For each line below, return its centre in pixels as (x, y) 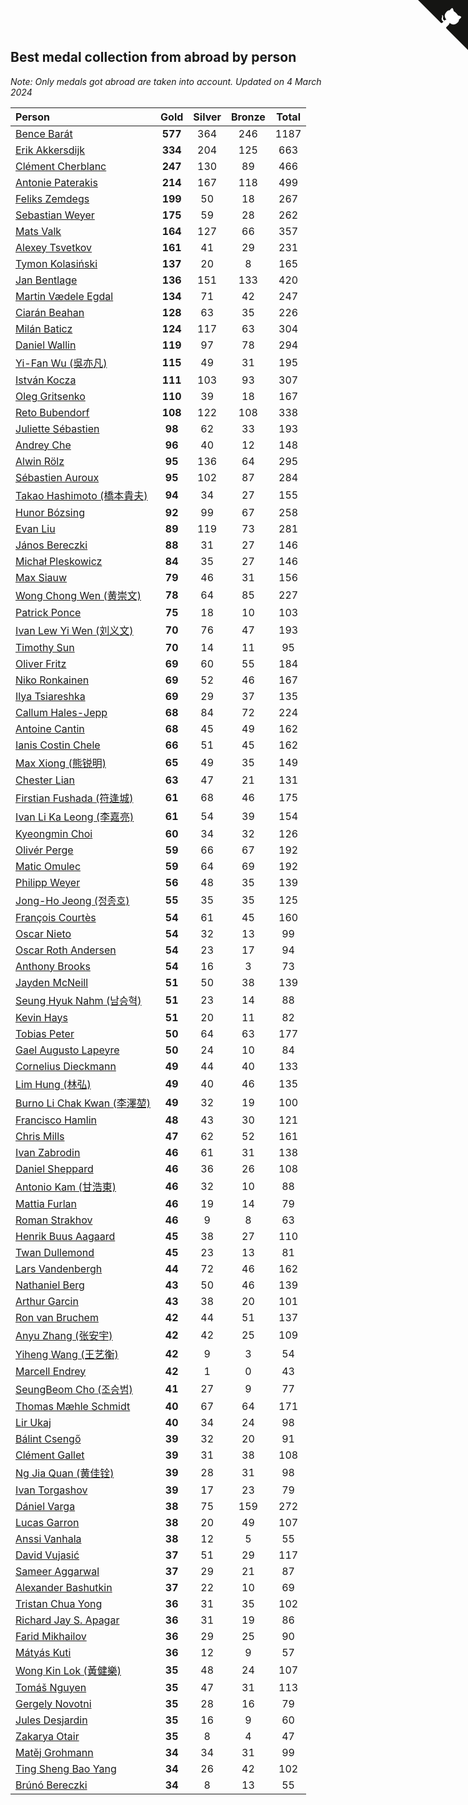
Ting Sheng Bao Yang (66, 1768)
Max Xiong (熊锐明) (61, 763)
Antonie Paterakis (56, 182)
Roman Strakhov (54, 1220)
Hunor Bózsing (50, 512)
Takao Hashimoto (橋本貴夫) (81, 495)
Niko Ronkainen (52, 680)
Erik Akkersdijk (50, 150)
